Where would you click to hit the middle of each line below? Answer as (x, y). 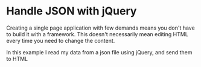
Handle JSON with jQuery (72, 11)
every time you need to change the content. (61, 40)
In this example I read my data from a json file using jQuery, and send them (99, 52)
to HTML (17, 59)
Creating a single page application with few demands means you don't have (101, 28)
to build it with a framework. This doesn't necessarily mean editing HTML (97, 34)
